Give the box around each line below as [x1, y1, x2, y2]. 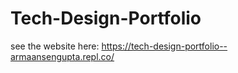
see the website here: [10, 40, 100, 52]
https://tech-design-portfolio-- [101, 40, 228, 52]
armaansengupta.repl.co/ [10, 50, 115, 62]
